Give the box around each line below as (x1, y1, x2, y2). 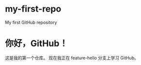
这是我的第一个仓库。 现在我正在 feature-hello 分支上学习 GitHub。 (5, 55, 139, 61)
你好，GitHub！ (5, 38, 68, 49)
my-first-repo (5, 3, 62, 15)
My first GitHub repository (5, 19, 57, 25)
